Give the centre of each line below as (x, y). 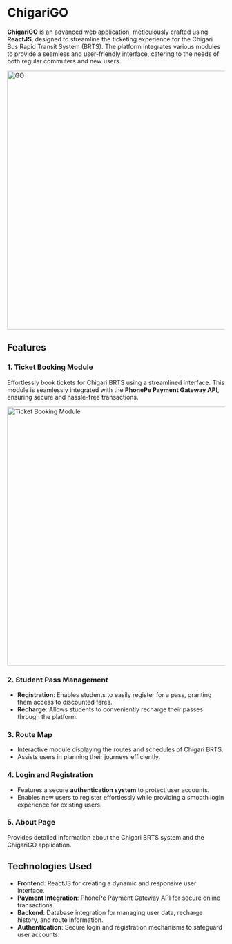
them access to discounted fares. (65, 702)
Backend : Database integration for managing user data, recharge (110, 912)
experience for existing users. (59, 805)
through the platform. (47, 716)
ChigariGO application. (39, 845)
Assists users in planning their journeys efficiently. (89, 757)
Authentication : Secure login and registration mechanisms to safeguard (120, 927)
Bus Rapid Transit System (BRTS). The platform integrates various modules (114, 46)
